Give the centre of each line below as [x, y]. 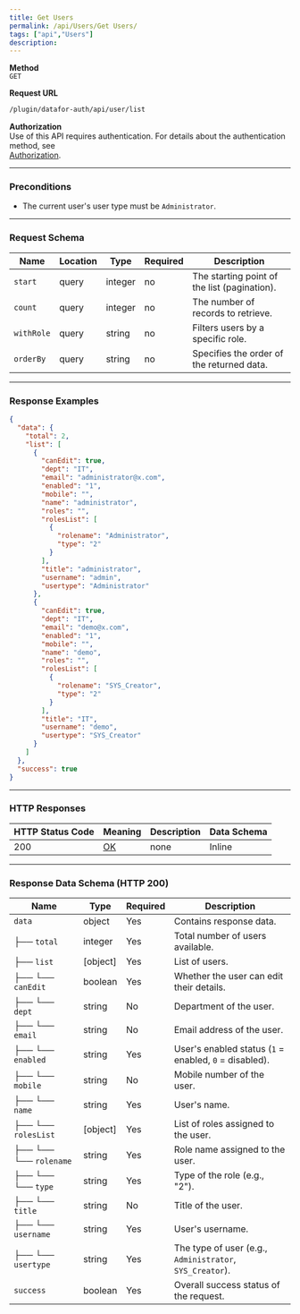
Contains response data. [225, 921]
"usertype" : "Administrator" [96, 586]
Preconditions [41, 187]
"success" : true [47, 769]
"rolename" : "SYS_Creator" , [109, 686]
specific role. [220, 338]
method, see [32, 146]
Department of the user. [224, 1006]
